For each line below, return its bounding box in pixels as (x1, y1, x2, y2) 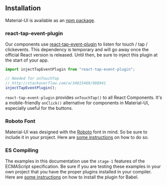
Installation (5, 4, 41, 13)
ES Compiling (5, 146, 38, 153)
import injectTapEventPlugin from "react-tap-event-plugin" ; (5, 67, 135, 72)
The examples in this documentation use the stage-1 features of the (5, 158, 145, 164)
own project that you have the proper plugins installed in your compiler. (5, 169, 152, 175)
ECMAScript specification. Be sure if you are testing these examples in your (5, 163, 161, 169)
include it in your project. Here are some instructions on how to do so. (5, 134, 149, 140)
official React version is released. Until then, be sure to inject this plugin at (5, 52, 158, 58)
